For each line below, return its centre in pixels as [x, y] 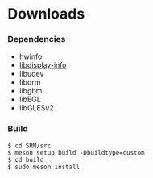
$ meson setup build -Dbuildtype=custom [76, 153]
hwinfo [31, 56]
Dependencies [37, 39]
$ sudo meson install [44, 167]
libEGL [30, 99]
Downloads [46, 14]
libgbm [31, 91]
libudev [31, 74]
